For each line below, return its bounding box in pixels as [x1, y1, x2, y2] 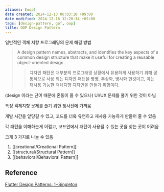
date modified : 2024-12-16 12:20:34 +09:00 [5, 16, 95, 21]
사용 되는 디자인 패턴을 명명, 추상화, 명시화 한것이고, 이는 [46, 76, 155, 82]
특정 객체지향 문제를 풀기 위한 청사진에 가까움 [5, 103, 92, 109]
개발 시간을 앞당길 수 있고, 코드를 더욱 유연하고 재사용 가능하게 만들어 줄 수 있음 [5, 113, 157, 119]
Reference [5, 168, 38, 177]
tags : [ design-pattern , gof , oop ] [5, 21, 76, 26]
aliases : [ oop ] [5, 7, 36, 12]
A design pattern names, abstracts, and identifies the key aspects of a [17, 49, 159, 55]
